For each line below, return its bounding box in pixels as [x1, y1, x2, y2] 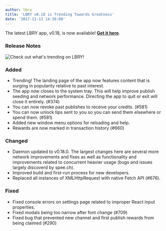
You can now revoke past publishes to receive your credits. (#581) [12, 104, 148, 110]
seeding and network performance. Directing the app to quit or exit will [12, 93, 158, 99]
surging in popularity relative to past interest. [12, 82, 104, 88]
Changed [5, 137, 28, 144]
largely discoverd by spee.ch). [12, 164, 75, 170]
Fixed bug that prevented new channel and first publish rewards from [12, 215, 154, 221]
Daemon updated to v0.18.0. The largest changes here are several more [12, 149, 159, 154]
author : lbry [5, 7, 32, 12]
